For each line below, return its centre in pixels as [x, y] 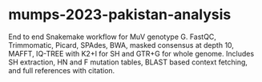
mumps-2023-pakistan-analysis [120, 15]
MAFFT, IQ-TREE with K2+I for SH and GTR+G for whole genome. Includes [131, 53]
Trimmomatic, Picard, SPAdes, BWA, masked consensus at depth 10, [121, 45]
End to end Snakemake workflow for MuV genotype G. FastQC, [112, 37]
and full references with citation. [62, 70]
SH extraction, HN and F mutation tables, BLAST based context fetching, [128, 62]
